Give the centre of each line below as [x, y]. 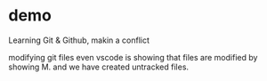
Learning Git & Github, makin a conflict [79, 40]
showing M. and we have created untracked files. [98, 67]
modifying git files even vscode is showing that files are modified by [133, 57]
